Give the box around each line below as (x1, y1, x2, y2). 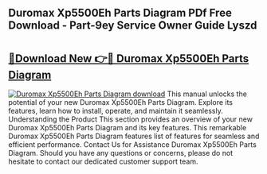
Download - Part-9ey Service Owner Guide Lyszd (8, 19, 257, 33)
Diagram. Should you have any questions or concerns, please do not (8, 149, 234, 157)
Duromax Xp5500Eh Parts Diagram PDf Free (8, 6, 233, 20)
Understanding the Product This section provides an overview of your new (8, 114, 253, 124)
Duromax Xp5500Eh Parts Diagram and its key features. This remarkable (8, 123, 247, 132)
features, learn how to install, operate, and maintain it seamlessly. (8, 106, 223, 115)
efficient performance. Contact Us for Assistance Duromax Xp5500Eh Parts (8, 140, 257, 149)
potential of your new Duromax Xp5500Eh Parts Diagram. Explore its (8, 98, 234, 106)
